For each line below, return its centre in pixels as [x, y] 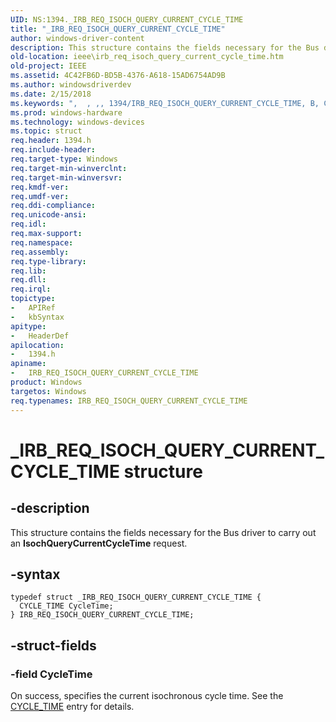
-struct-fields [53, 645]
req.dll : [28, 280]
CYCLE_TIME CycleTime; [66, 606]
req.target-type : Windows [64, 159]
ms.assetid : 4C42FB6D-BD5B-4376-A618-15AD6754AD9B [118, 76]
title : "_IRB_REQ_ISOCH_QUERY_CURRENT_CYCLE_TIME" [118, 29]
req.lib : [28, 271]
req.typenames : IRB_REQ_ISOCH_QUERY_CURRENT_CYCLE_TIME [129, 401]
